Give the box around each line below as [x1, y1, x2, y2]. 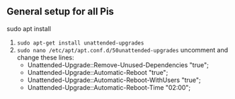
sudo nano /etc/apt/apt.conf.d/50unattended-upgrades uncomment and [16, 45, 228, 54]
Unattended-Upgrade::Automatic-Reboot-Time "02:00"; [27, 83, 191, 91]
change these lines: [16, 53, 75, 62]
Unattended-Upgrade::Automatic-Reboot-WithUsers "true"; [27, 76, 201, 84]
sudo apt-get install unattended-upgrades [16, 39, 144, 47]
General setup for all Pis [6, 6, 115, 18]
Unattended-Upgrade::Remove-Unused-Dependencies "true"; [27, 60, 210, 69]
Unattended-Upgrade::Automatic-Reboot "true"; [27, 68, 168, 76]
